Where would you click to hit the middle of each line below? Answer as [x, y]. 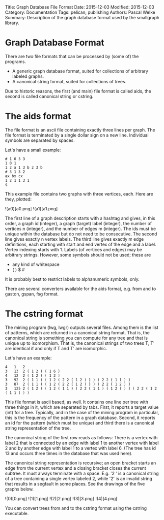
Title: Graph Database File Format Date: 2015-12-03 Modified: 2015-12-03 [80, 7]
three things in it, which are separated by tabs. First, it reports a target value [82, 407]
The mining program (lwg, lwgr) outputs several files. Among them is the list [82, 327]
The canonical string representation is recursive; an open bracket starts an [81, 463]
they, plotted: [18, 199]
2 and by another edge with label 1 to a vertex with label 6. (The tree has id [81, 448]
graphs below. [19, 489]
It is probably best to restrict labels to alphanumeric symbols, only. [72, 279]
